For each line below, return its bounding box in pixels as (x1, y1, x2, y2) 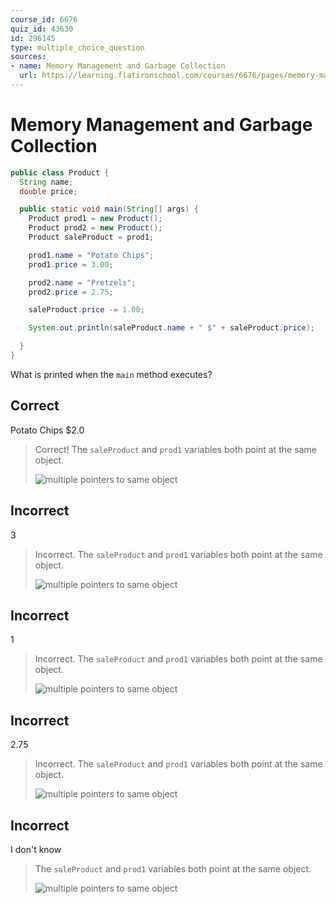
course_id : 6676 (10, 14, 78, 25)
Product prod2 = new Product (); (28, 223, 163, 233)
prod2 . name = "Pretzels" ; (28, 277, 137, 288)
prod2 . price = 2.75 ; (28, 287, 114, 297)
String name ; (19, 177, 74, 187)
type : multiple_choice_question (10, 42, 145, 53)
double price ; (19, 186, 78, 196)
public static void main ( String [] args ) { (19, 204, 199, 215)
